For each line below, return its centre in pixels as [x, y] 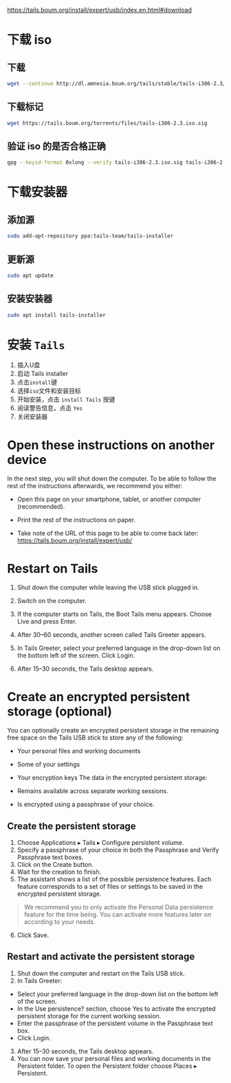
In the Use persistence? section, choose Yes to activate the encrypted [116, 1009]
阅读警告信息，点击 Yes [50, 408]
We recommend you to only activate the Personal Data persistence [119, 907]
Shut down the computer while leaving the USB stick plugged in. [108, 587]
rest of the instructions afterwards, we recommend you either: [95, 486]
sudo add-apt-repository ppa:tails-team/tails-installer [90, 236]
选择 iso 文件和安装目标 [49, 391]
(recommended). [41, 507]
